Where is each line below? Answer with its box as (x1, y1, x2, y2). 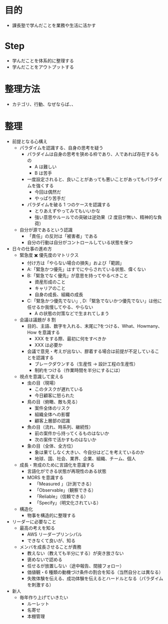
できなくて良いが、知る (27, 537, 76, 543)
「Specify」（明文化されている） (34, 499, 101, 505)
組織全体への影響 (34, 411, 70, 417)
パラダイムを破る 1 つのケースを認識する (27, 201, 111, 207)
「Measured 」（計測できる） (34, 481, 95, 487)
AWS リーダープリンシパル (27, 531, 82, 537)
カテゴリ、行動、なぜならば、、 (12, 101, 76, 107)
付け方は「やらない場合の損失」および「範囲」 (27, 259, 124, 266)
